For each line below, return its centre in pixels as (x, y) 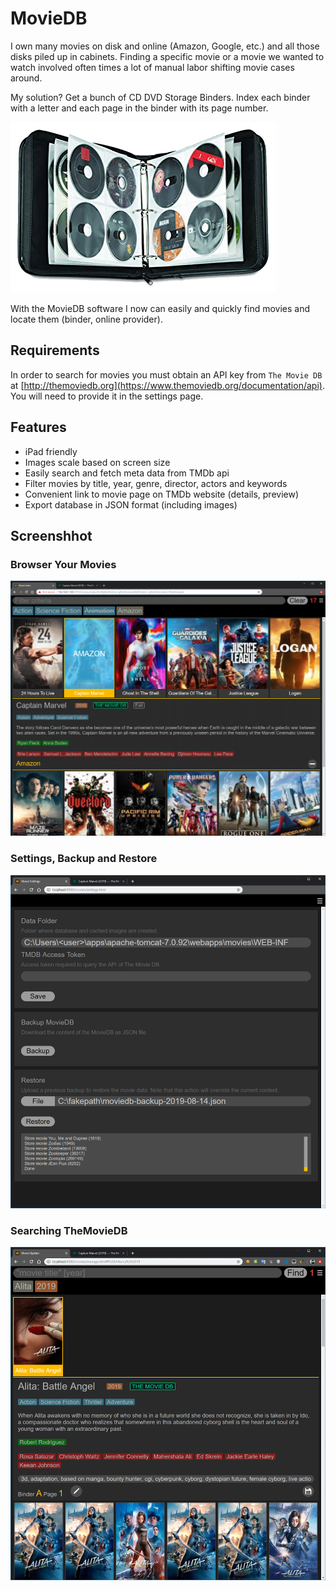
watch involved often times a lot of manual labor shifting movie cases (152, 67)
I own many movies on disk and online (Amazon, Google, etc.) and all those (165, 46)
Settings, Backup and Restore (84, 859)
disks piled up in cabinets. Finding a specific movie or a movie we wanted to (167, 56)
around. (26, 78)
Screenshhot (51, 535)
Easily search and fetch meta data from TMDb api (127, 473)
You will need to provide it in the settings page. (107, 396)
